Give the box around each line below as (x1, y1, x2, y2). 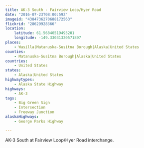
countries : (5, 58, 28, 63)
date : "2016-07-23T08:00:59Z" (5, 12, 68, 17)
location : (5, 26, 26, 31)
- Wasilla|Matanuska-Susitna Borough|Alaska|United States (14, 44, 140, 49)
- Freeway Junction (14, 109, 55, 115)
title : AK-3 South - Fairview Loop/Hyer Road (5, 7, 101, 12)
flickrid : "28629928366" (5, 21, 57, 26)
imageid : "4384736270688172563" (5, 16, 72, 21)
